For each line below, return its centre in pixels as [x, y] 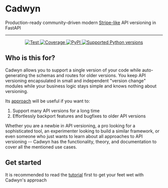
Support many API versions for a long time [56, 110]
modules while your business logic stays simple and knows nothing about [81, 86]
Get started [23, 163]
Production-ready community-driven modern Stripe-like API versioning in [81, 22]
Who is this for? [30, 58]
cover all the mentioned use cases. [41, 147]
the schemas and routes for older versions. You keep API [87, 75]
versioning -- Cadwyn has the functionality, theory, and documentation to [81, 141]
